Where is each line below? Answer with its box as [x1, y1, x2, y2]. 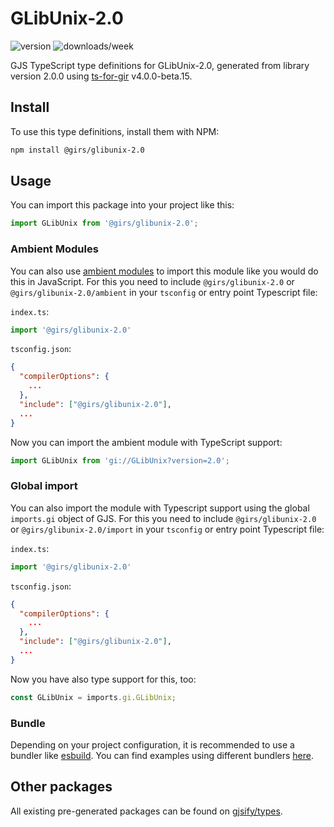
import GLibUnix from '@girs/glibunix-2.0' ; [10, 218, 199, 229]
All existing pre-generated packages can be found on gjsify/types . [10, 805, 283, 817]
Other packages [10, 778, 113, 796]
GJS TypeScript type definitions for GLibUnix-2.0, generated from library [10, 59, 310, 71]
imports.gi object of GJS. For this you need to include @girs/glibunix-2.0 [10, 512, 317, 524]
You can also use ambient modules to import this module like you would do [10, 265, 319, 277]
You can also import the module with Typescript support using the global [10, 502, 310, 514]
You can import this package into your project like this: [10, 199, 235, 211]
